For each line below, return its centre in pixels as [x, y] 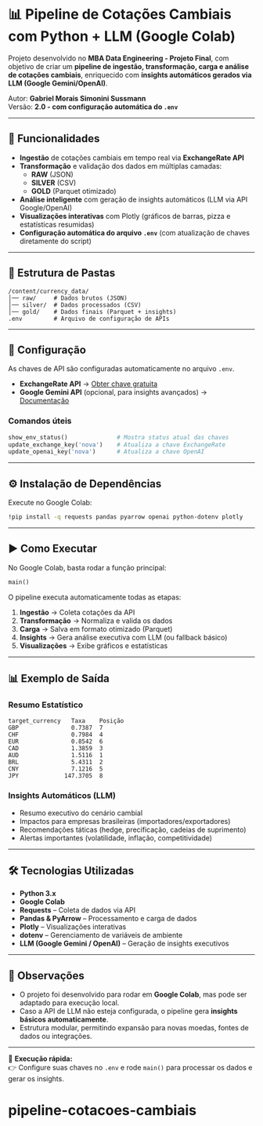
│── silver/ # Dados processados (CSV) [75, 305]
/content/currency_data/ [49, 291]
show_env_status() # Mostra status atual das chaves [119, 437]
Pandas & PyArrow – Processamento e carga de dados [108, 919]
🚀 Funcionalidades [54, 138]
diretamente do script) [56, 241]
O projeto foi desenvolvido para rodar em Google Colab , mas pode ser [133, 995]
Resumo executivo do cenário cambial [81, 813]
